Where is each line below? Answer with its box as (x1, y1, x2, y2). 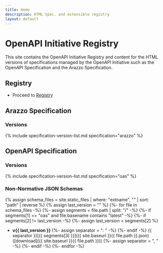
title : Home (5, 7, 30, 12)
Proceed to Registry (12, 92, 54, 98)
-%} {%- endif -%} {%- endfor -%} (12, 243, 85, 249)
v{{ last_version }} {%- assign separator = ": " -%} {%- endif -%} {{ (12, 227, 152, 233)
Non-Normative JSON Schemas (5, 185, 83, 192)
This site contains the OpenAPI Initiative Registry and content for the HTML (5, 54, 159, 60)
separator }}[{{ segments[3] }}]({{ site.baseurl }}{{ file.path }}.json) (12, 232, 149, 238)
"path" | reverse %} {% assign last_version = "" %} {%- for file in (5, 202, 137, 208)
